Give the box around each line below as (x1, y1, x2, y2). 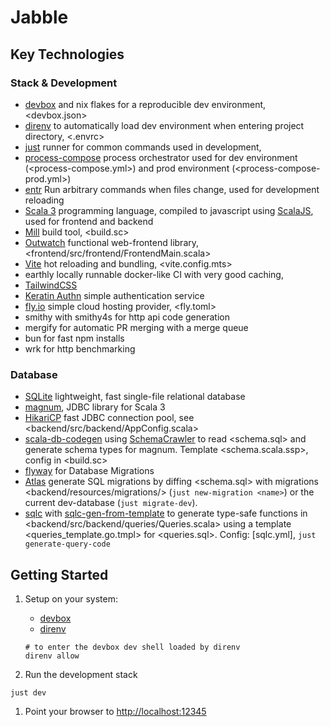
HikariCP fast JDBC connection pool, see (24, 412, 195, 424)
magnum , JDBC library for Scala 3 (24, 401, 166, 413)
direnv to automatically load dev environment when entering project (24, 119, 305, 131)
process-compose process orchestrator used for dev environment (24, 151, 298, 163)
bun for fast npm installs (24, 332, 125, 344)
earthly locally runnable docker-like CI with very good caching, (24, 268, 284, 280)
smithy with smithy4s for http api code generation (24, 311, 230, 323)
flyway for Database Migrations (24, 465, 155, 477)
